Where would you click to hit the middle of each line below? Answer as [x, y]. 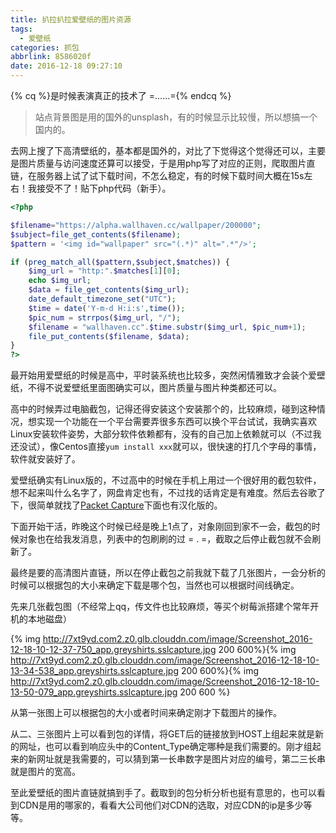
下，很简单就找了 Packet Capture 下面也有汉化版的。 [116, 505]
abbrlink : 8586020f [51, 57]
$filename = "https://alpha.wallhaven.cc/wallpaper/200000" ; [136, 225]
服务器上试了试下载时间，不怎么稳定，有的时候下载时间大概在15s [170, 175]
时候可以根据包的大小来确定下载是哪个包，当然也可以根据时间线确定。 [155, 585]
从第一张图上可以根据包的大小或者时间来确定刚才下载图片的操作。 [146, 713]
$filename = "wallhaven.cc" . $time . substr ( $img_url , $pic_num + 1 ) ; [167, 327]
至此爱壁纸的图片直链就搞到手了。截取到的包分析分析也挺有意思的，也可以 [163, 793]
